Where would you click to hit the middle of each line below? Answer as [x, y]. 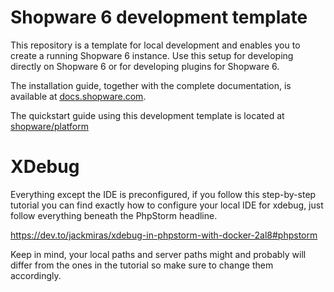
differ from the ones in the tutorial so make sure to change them [142, 265]
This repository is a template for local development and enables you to [155, 45]
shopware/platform [49, 126]
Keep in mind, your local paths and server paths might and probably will [158, 254]
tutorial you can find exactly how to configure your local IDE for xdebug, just [167, 205]
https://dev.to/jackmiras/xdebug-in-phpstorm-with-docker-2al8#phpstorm [164, 235]
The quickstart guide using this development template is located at [147, 115]
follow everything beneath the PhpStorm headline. [114, 215]
